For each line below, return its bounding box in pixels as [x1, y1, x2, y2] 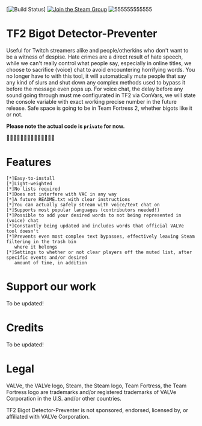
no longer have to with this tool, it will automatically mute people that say [6, 72, 186, 80]
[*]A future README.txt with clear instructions [6, 196, 130, 202]
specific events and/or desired [6, 254, 87, 261]
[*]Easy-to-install [6, 175, 55, 181]
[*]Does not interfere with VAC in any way [6, 191, 117, 197]
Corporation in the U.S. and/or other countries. [6, 395, 122, 402]
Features [6, 156, 52, 169]
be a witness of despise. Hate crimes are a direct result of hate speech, [6, 53, 183, 60]
